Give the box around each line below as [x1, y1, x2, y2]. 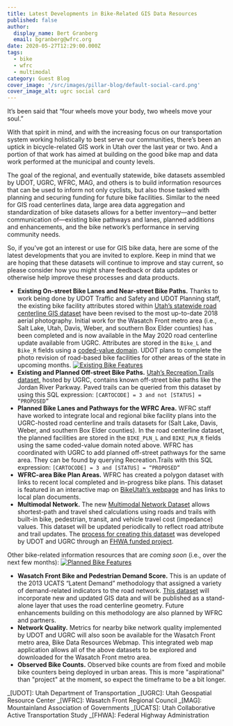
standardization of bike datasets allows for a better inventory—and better [7, 208, 217, 217]
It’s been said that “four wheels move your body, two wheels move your [7, 107, 212, 116]
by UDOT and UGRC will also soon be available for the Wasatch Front [17, 631, 216, 640]
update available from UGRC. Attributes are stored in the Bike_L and [17, 339, 212, 347]
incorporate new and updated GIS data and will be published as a [17, 594, 205, 603]
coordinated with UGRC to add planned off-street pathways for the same [17, 449, 226, 457]
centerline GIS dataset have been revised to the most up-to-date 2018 [17, 309, 218, 318]
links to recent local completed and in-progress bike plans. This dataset [17, 478, 223, 486]
